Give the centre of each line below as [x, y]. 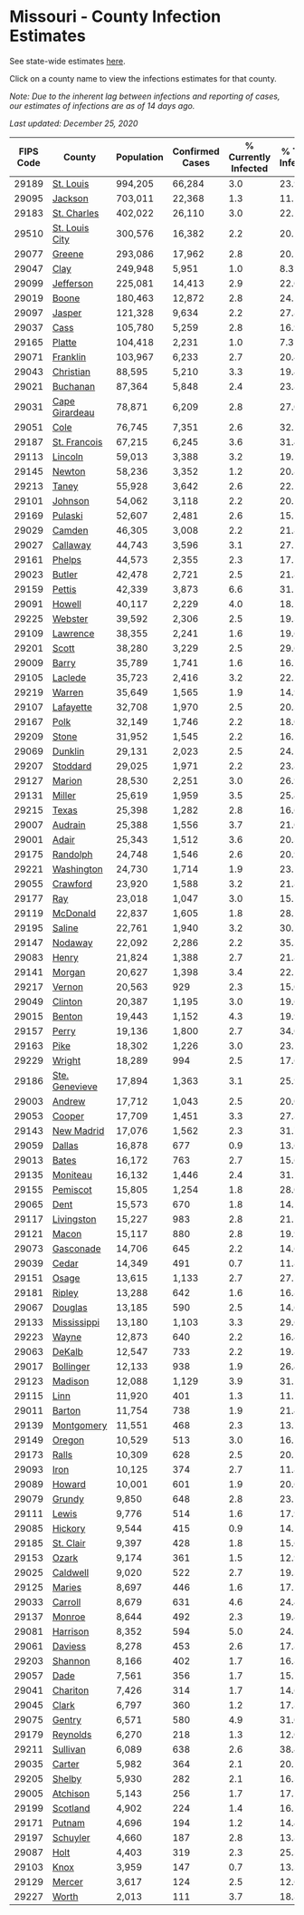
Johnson [71, 500]
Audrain [69, 825]
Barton [66, 1410]
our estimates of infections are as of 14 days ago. [102, 105]
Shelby [67, 1778]
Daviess [69, 1646]
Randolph [72, 854]
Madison [71, 1381]
